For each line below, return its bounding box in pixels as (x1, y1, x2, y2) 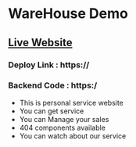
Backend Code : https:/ (8, 80, 98, 91)
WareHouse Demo (8, 5, 129, 23)
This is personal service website (19, 98, 123, 107)
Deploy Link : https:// (8, 59, 90, 70)
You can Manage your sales (19, 114, 109, 124)
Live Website (8, 36, 73, 49)
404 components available (19, 123, 106, 132)
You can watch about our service (19, 131, 127, 141)
